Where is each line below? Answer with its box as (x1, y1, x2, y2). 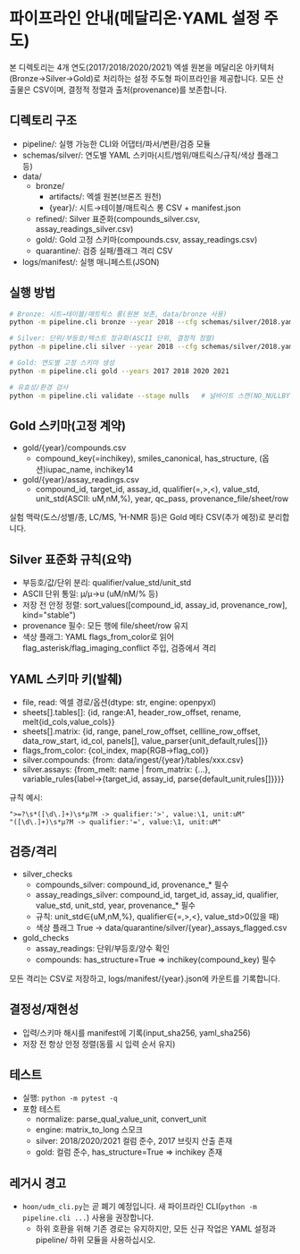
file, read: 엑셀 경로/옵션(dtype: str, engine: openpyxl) (21, 697, 217, 707)
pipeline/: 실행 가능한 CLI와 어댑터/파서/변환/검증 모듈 (21, 138, 212, 149)
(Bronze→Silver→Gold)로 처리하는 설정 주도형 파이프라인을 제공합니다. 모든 (9, 73, 275, 83)
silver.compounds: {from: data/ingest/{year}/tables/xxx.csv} (21, 755, 244, 765)
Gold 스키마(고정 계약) (9, 418, 127, 433)
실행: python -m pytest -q (21, 1093, 118, 1104)
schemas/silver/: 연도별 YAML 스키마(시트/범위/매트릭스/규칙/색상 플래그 (21, 149, 279, 160)
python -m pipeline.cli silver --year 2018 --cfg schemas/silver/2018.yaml (9, 342, 297, 352)
